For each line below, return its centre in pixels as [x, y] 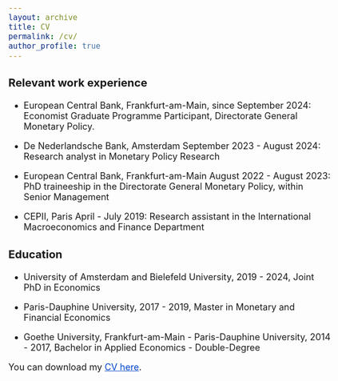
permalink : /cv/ [43, 37]
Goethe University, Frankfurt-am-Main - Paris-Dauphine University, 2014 [177, 337]
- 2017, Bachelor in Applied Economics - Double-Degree [142, 348]
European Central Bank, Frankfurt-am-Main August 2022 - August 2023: [177, 176]
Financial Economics [67, 318]
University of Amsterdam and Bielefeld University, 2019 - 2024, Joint [169, 277]
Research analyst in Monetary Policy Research [122, 156]
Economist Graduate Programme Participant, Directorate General [161, 116]
